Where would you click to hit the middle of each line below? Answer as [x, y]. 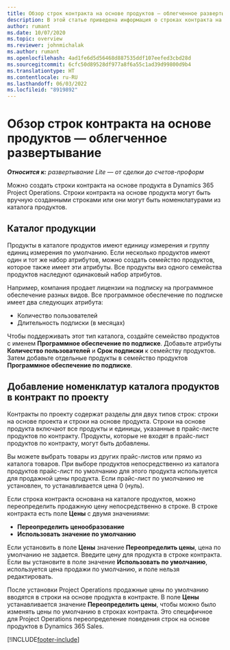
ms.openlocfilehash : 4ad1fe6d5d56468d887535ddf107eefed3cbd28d [99, 58]
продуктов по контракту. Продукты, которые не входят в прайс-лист [108, 435]
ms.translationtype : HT [41, 71]
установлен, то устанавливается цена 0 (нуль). [76, 485]
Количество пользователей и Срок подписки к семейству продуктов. [112, 350]
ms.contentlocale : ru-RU [42, 77]
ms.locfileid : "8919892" [42, 90]
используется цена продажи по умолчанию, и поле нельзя [93, 569]
